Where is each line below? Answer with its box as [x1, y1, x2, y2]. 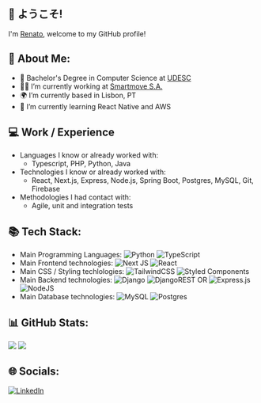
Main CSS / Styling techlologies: [19, 267, 125, 276]
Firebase [31, 184, 61, 194]
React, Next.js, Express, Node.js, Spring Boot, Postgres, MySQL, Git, [31, 176, 255, 185]
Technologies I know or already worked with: [19, 167, 166, 177]
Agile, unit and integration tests [31, 201, 134, 211]
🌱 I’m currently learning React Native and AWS [19, 101, 172, 111]
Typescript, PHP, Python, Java [31, 159, 131, 169]
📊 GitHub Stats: [8, 316, 89, 329]
